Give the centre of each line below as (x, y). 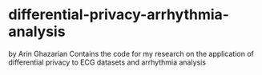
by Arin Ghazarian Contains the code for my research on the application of (131, 53)
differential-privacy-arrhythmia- (119, 15)
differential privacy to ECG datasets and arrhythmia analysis (107, 62)
